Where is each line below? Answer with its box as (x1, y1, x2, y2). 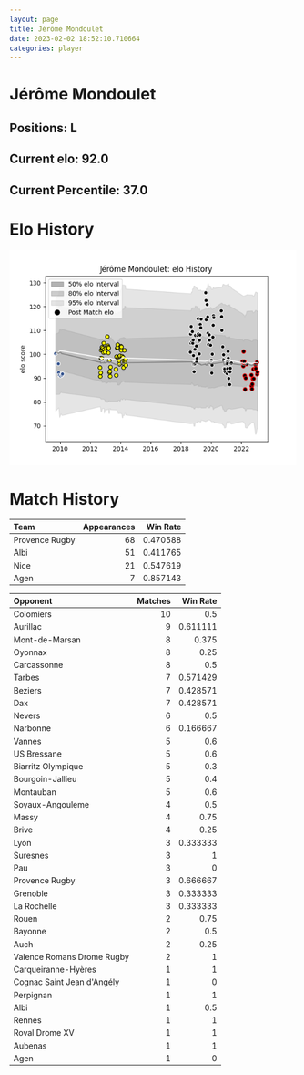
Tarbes (13, 672, 40, 684)
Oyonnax (13, 646, 47, 657)
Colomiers (13, 609, 52, 620)
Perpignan (13, 989, 53, 1000)
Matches (137, 595, 171, 606)
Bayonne (13, 926, 47, 937)
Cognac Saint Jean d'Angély (13, 976, 120, 987)
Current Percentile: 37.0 (9, 183, 148, 198)
